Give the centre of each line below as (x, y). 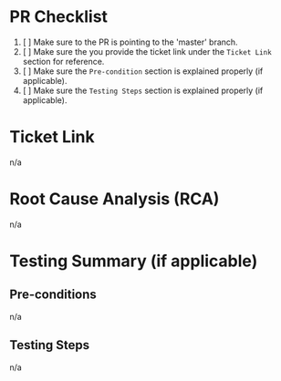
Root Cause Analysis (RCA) (114, 199)
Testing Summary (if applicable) (134, 261)
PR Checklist (58, 17)
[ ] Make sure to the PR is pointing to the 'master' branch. (130, 42)
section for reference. (63, 61)
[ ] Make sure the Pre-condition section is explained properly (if (143, 71)
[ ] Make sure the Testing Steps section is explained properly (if (143, 90)
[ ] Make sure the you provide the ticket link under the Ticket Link (147, 51)
